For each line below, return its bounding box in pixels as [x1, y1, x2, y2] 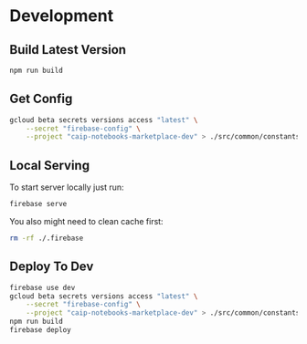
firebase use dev [9, 283, 76, 292]
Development [9, 5, 114, 26]
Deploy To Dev [9, 259, 94, 275]
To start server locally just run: [9, 182, 125, 193]
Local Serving [9, 157, 90, 173]
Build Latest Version [9, 42, 126, 57]
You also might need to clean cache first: [9, 216, 164, 226]
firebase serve [9, 200, 68, 209]
